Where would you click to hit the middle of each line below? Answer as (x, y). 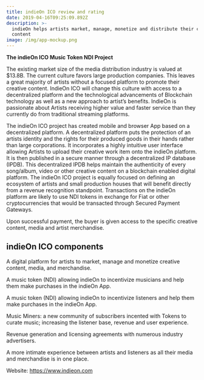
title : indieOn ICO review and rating (55, 12)
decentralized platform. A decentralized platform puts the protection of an (99, 132)
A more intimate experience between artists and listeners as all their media (100, 352)
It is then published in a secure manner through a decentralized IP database (101, 158)
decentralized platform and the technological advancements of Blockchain (99, 95)
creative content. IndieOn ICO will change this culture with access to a (94, 88)
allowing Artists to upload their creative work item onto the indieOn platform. (102, 152)
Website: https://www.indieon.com (49, 370)
